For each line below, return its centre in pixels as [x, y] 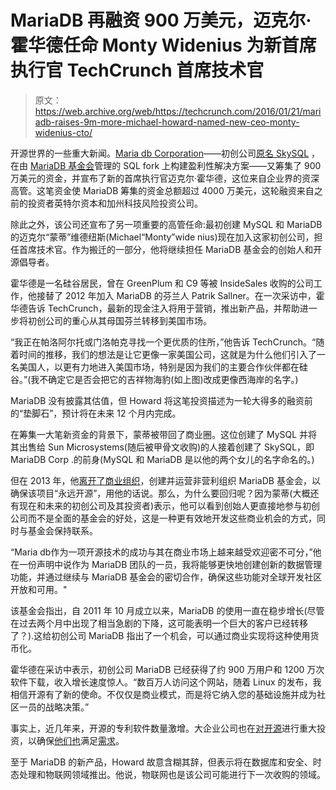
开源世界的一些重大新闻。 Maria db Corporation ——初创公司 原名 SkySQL [160, 153]
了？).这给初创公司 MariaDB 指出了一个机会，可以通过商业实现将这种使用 [160, 635]
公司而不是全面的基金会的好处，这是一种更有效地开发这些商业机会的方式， [163, 518]
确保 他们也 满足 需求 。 [80, 740]
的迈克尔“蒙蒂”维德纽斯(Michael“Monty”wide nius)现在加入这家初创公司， [162, 237]
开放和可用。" [39, 589]
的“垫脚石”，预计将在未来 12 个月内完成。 [96, 413]
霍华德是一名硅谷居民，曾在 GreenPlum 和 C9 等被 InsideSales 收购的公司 [162, 283]
